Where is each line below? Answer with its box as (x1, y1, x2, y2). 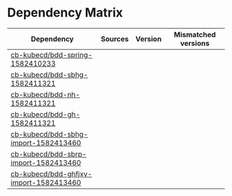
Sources (100, 34, 129, 43)
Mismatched (173, 30, 216, 39)
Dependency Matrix (7, 5, 123, 21)
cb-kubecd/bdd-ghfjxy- (10, 169, 93, 179)
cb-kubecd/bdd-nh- (10, 90, 81, 99)
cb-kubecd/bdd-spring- (10, 50, 93, 59)
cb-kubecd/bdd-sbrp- (10, 149, 87, 159)
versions (180, 38, 210, 48)
